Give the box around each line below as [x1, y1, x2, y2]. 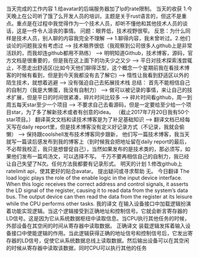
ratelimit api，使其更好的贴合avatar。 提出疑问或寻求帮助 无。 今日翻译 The [6, 168, 190, 174]
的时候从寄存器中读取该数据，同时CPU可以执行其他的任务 [6, 245, 147, 251]
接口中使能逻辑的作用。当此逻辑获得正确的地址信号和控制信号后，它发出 [11, 230, 188, 236]
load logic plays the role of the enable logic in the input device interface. [6, 174, 182, 181]
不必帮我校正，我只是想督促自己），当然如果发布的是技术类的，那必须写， [6, 145, 185, 152]
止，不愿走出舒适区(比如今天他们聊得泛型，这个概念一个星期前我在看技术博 [6, 64, 190, 71]
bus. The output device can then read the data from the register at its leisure [6, 193, 192, 200]
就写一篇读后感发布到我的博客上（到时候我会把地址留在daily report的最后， [6, 138, 190, 145]
